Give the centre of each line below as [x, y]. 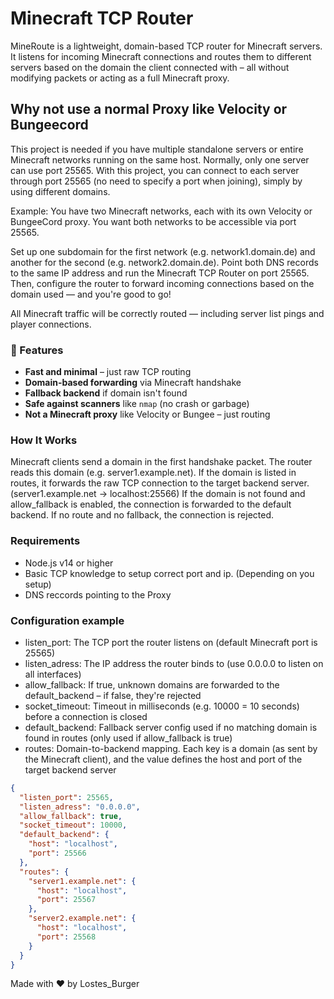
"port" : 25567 [66, 900]
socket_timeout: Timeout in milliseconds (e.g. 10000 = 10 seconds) [162, 706]
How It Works [44, 440]
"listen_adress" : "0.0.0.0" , [80, 807]
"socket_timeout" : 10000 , [73, 825]
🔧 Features [37, 350]
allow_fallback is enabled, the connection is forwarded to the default [151, 504]
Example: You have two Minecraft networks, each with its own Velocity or [161, 211]
